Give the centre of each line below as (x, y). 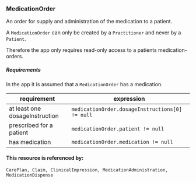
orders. (15, 57)
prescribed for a (31, 125)
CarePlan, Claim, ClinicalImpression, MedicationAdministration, (87, 170)
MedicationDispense (30, 175)
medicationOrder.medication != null (122, 142)
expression (129, 99)
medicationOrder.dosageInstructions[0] (127, 109)
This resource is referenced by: (45, 158)
